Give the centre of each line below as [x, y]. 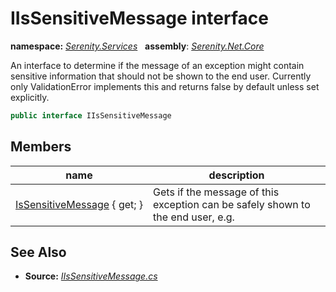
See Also [38, 252]
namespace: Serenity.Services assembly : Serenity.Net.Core [137, 46]
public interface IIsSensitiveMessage [91, 115]
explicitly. [30, 97]
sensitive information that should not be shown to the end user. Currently [161, 76]
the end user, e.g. [194, 217]
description [236, 175]
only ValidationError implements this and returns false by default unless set [165, 86]
